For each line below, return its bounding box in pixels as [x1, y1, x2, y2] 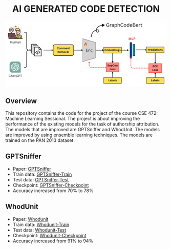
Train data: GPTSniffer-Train [12, 171, 72, 177]
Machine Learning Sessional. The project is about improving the [5, 115, 140, 121]
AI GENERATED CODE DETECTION [12, 3, 160, 15]
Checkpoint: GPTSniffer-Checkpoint [12, 182, 89, 188]
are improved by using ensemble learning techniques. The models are [5, 132, 153, 138]
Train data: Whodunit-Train [12, 221, 70, 227]
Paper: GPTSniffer [12, 165, 51, 172]
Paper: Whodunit [12, 216, 49, 222]
